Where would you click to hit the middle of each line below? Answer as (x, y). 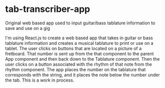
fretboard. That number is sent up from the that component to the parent (80, 54)
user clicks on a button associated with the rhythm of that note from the (79, 64)
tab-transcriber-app (48, 9)
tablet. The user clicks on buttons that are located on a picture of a (73, 48)
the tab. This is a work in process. (40, 80)
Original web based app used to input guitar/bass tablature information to (80, 23)
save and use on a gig (28, 28)
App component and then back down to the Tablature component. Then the (82, 59)
